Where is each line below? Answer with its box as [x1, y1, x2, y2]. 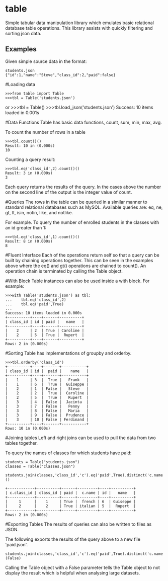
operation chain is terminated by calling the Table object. [5, 268, 123, 274]
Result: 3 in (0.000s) [5, 171, 53, 176]
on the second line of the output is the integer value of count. [5, 189, 132, 195]
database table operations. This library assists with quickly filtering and [5, 25, 153, 31]
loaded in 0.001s [5, 109, 39, 116]
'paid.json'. [5, 541, 28, 547]
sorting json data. [5, 30, 42, 36]
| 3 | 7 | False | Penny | [5, 403, 89, 409]
